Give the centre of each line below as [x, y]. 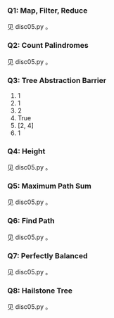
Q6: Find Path [31, 221]
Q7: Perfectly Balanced [47, 255]
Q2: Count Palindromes [48, 46]
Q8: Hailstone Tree [40, 291]
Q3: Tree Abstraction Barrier [57, 80]
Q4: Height [26, 151]
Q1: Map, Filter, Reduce [47, 11]
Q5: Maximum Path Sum [49, 186]
